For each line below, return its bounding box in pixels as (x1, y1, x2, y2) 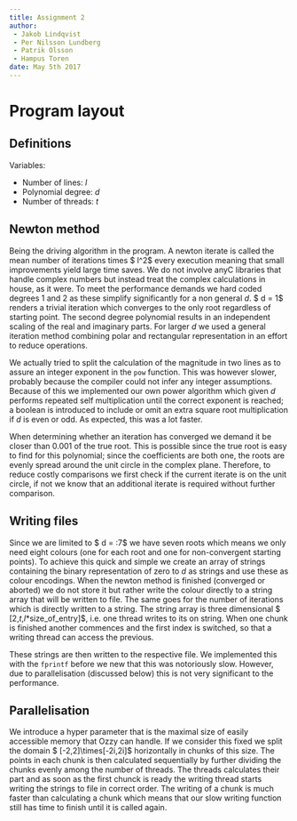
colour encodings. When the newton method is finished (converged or (9, 575, 266, 585)
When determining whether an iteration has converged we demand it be (9, 431, 272, 441)
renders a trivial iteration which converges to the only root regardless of (9, 302, 271, 312)
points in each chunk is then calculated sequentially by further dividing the (9, 755, 282, 766)
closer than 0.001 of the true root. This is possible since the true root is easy (9, 440, 287, 451)
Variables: (9, 159, 46, 170)
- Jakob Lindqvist (12, 29, 82, 38)
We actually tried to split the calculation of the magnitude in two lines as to (9, 357, 281, 367)
